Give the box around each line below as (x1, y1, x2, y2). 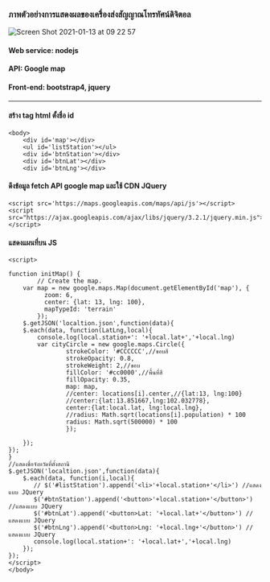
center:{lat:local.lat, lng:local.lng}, (65, 404, 203, 412)
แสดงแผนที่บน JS (8, 237, 58, 247)
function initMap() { (8, 270, 81, 279)
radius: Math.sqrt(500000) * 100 (65, 418, 178, 427)
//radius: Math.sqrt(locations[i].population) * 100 (65, 411, 247, 419)
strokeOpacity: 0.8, (65, 355, 135, 363)
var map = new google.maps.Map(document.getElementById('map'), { (22, 284, 250, 292)
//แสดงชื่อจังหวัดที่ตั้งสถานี (8, 460, 70, 468)
